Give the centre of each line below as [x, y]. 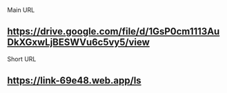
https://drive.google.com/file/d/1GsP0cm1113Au [113, 31]
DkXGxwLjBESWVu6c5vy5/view [79, 42]
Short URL [22, 59]
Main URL [21, 10]
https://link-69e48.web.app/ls [74, 81]
